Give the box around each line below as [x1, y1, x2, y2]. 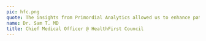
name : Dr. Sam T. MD [6, 20, 59, 26]
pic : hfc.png [6, 8, 40, 15]
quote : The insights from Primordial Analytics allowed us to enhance [6, 14, 191, 20]
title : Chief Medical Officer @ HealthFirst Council [6, 25, 144, 32]
